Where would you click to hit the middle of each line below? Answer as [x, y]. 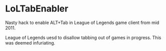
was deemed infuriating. [30, 42]
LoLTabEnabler [37, 9]
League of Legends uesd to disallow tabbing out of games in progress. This [83, 37]
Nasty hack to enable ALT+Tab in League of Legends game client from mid [82, 22]
